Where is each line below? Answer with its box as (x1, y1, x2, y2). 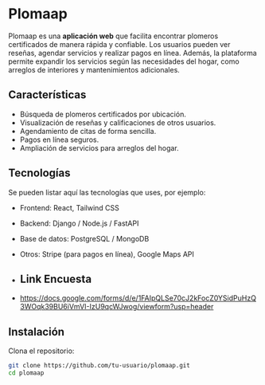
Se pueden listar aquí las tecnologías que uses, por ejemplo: (8, 187, 206, 197)
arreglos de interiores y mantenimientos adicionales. (8, 65, 181, 74)
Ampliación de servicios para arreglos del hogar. (19, 143, 179, 152)
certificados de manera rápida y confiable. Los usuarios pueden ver (8, 39, 231, 49)
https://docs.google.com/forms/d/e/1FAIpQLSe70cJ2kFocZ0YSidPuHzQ (19, 293, 257, 303)
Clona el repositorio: (8, 346, 75, 356)
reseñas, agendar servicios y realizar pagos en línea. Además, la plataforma (8, 48, 257, 57)
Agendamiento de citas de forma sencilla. (19, 126, 157, 136)
